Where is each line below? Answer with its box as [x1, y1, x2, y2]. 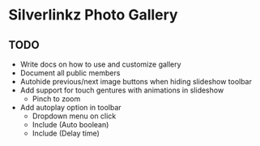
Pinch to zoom [32, 94, 81, 103]
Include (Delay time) [32, 128, 100, 138]
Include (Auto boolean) [32, 120, 109, 129]
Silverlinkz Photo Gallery [8, 6, 178, 24]
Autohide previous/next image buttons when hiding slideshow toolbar [19, 77, 253, 86]
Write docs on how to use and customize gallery [19, 59, 181, 69]
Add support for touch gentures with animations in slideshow [19, 85, 224, 95]
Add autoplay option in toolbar [19, 103, 121, 112]
